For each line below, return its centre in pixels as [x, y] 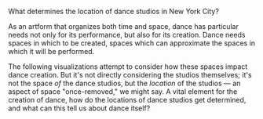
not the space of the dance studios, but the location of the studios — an [124, 83]
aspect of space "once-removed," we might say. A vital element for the [123, 92]
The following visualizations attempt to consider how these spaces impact [128, 67]
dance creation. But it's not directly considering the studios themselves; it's [130, 75]
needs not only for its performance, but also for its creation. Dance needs [127, 35]
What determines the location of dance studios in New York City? [114, 11]
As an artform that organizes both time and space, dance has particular [124, 26]
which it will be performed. [51, 51]
